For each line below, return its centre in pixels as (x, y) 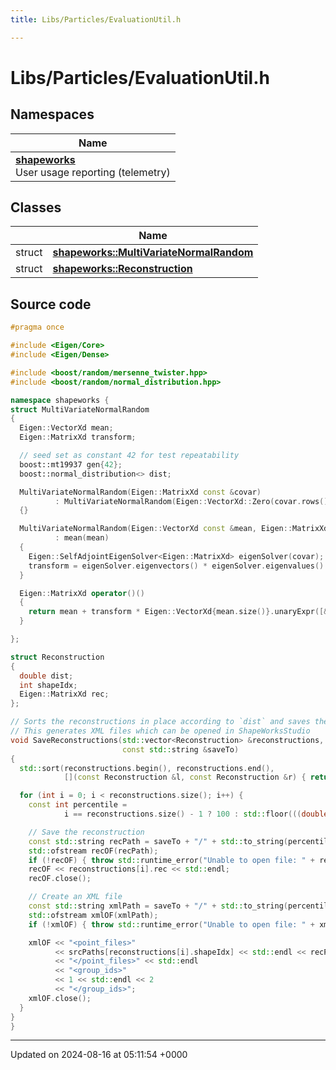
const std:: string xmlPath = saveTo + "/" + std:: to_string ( (158, 906)
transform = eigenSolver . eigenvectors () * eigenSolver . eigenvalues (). (178, 566)
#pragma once (37, 327)
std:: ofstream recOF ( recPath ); (93, 851)
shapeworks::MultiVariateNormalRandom (153, 253)
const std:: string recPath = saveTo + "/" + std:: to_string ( (158, 841)
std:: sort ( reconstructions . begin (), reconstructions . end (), (147, 768)
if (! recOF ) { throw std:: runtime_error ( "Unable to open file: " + (171, 860)
